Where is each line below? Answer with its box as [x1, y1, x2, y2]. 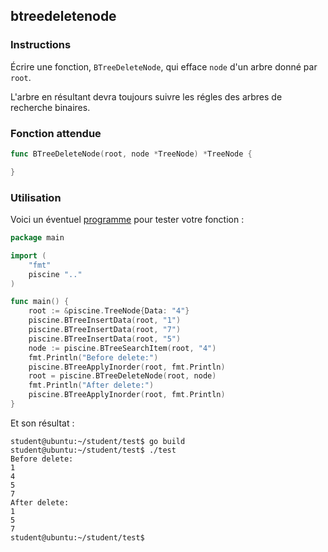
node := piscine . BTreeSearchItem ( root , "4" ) [28, 343, 217, 353]
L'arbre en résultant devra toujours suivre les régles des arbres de [10, 90, 283, 103]
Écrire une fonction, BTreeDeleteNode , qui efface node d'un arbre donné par [10, 60, 318, 73]
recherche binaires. [10, 101, 91, 113]
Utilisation [10, 190, 62, 204]
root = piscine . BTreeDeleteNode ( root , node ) [28, 371, 217, 381]
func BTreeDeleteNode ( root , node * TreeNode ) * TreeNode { [10, 149, 253, 159]
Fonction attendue [10, 126, 102, 140]
